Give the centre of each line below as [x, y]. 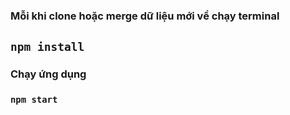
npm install [47, 47]
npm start [34, 100]
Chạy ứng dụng [48, 74]
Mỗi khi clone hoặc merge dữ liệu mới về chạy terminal [145, 16]
